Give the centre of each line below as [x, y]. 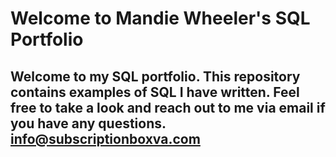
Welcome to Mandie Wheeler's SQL [160, 18]
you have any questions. [88, 123]
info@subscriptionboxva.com [105, 138]
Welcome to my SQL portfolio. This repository [155, 76]
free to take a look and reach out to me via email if [168, 107]
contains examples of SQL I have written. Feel [155, 92]
